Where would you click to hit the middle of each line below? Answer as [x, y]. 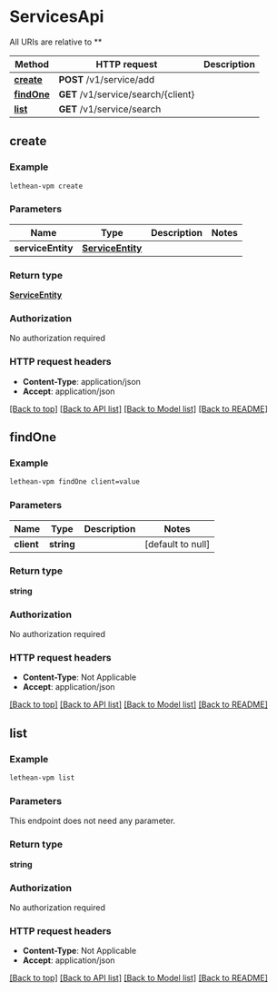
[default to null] [177, 544]
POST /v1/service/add [107, 79]
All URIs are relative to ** [56, 42]
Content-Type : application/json [81, 381]
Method [32, 64]
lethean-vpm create [46, 186]
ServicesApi [57, 17]
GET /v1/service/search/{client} [127, 94]
